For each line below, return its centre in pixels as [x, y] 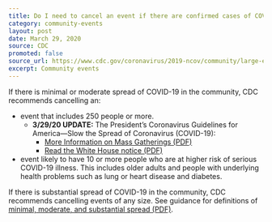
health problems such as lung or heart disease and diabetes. [121, 176]
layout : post [30, 31]
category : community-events [56, 23]
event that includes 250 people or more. [87, 116]
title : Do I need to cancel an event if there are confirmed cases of [130, 16]
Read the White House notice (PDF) [104, 150]
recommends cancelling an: [55, 100]
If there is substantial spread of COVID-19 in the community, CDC [117, 192]
